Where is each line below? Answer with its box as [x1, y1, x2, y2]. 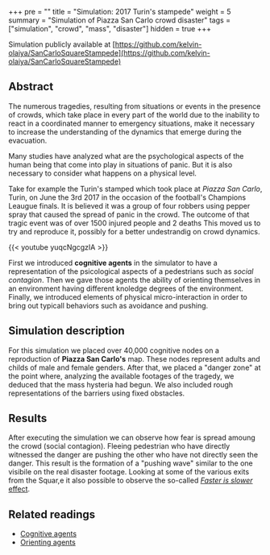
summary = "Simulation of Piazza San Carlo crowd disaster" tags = [8, 15, 231, 25]
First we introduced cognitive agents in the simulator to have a [8, 258, 218, 267]
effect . [8, 484, 31, 494]
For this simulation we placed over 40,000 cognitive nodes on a [8, 346, 220, 355]
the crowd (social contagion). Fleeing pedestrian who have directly [8, 441, 231, 451]
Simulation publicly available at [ [8, 39, 115, 49]
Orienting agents [19, 537, 77, 547]
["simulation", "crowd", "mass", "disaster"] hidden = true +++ [8, 24, 212, 33]
